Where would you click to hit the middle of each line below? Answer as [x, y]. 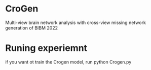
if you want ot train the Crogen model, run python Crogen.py [68, 62]
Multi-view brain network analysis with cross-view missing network [75, 22]
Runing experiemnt [46, 48]
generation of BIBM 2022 [32, 27]
